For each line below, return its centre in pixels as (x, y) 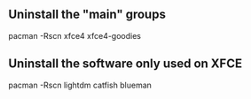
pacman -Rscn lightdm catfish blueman (80, 85)
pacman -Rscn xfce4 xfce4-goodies (75, 35)
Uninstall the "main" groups (87, 15)
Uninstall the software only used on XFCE (125, 64)
